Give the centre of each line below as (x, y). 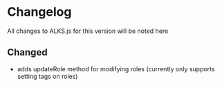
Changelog (39, 12)
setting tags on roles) (47, 76)
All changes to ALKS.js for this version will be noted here (88, 31)
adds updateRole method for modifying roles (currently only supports (116, 69)
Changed (27, 52)
